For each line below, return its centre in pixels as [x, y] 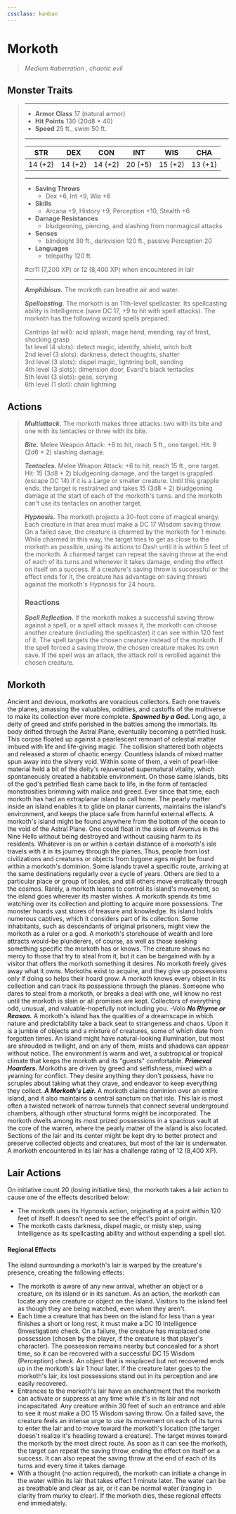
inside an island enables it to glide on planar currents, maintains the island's [117, 806]
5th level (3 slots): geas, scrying [71, 377]
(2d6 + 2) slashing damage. [65, 452]
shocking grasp [47, 339]
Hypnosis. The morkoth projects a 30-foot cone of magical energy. [122, 517]
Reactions [42, 603]
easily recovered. [42, 1384]
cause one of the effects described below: [68, 1197]
